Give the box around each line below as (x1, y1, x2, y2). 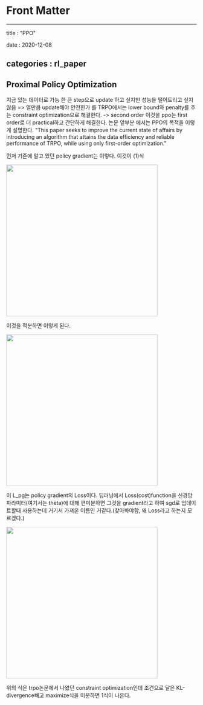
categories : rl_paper (6, 59, 87, 69)
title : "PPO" (6, 29, 36, 36)
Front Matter (6, 4, 71, 18)
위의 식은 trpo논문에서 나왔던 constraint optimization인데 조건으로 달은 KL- (6, 684, 185, 692)
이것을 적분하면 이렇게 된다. (6, 322, 71, 329)
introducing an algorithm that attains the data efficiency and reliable (6, 133, 175, 141)
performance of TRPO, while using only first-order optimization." (6, 140, 167, 147)
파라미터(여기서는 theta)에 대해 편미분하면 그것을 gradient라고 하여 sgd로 (6, 500, 180, 507)
